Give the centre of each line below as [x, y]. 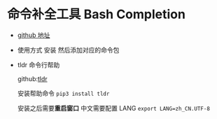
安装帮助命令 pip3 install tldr [63, 93]
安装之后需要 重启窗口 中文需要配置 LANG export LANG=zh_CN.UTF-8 [113, 108]
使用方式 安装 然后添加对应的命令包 [68, 50]
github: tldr [32, 78]
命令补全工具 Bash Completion [96, 14]
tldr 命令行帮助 [38, 64]
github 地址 [34, 35]
